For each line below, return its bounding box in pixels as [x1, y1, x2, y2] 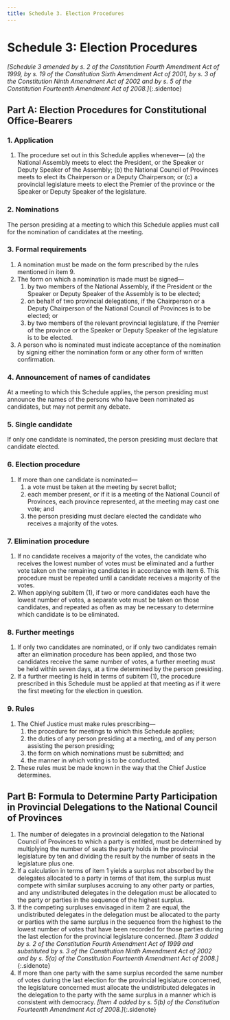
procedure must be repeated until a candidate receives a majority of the [16, 574, 221, 582]
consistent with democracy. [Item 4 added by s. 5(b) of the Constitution [16, 998, 220, 1006]
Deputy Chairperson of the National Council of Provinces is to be [27, 304, 211, 313]
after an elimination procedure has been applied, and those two [16, 650, 197, 659]
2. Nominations [7, 205, 60, 214]
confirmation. [16, 355, 56, 363]
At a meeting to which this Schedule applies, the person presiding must [7, 388, 209, 396]
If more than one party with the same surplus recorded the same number [16, 969, 224, 977]
